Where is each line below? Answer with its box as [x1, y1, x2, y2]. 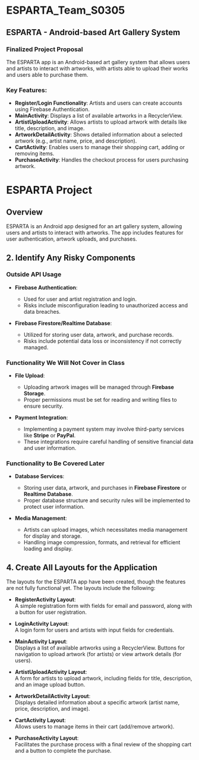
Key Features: [6, 86, 48, 94]
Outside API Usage [6, 270, 62, 279]
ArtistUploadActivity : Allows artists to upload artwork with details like [14, 118, 187, 125]
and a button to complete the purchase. [14, 747, 112, 755]
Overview [6, 207, 43, 217]
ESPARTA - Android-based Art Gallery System [6, 27, 181, 37]
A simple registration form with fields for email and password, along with [14, 603, 192, 610]
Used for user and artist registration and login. [23, 295, 137, 302]
